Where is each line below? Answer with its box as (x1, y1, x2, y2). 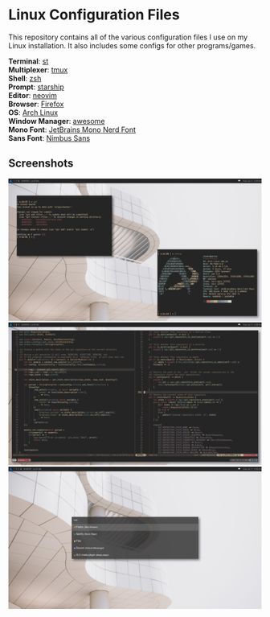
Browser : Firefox (8, 99, 64, 109)
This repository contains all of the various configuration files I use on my (8, 32, 248, 42)
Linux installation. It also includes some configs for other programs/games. (8, 40, 256, 50)
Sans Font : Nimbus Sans (8, 133, 91, 142)
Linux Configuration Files (8, 6, 180, 24)
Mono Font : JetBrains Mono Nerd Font (8, 125, 137, 134)
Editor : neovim (8, 90, 58, 100)
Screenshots (8, 157, 74, 171)
